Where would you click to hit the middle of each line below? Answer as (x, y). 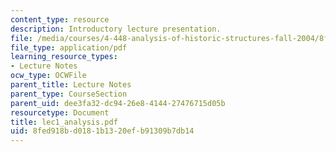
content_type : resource (60, 19)
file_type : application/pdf (69, 47)
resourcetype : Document (60, 112)
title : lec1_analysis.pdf (64, 122)
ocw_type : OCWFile (48, 76)
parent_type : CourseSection (69, 94)
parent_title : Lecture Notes (71, 85)
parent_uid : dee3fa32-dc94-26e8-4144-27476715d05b (118, 103)
